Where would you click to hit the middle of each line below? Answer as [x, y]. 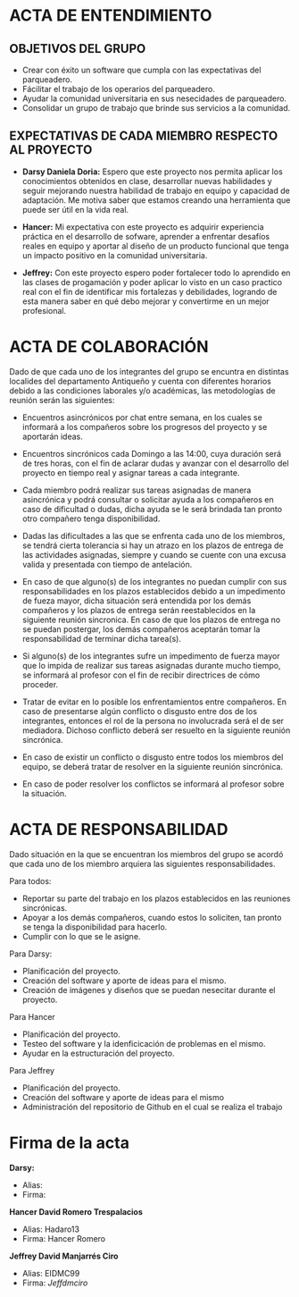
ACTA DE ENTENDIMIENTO [111, 16]
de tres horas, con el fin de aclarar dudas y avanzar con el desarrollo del [155, 463]
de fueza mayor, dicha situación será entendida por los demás [137, 601]
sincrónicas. [45, 907]
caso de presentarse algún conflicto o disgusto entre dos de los [139, 711]
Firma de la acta [69, 1143]
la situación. [44, 793]
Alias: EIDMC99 [51, 1273]
